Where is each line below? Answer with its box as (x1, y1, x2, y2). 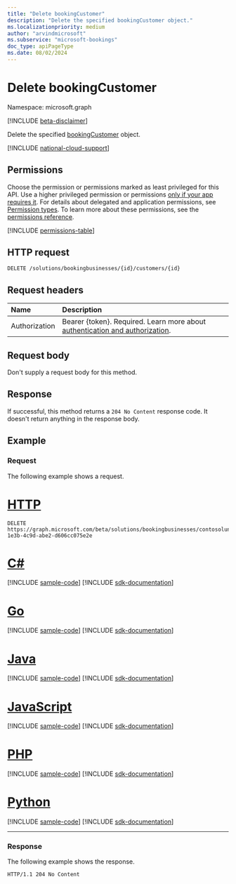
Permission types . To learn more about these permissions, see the (7, 205, 199, 213)
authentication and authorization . (62, 326, 171, 336)
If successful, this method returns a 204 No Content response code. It (7, 407, 209, 415)
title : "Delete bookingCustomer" (7, 10, 105, 18)
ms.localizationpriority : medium (7, 23, 105, 30)
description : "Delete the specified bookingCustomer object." (7, 17, 193, 24)
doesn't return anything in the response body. (7, 414, 140, 423)
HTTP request (7, 246, 70, 258)
